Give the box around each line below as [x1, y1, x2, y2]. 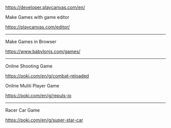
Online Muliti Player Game [5, 83, 60, 88]
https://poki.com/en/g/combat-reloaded [5, 73, 89, 79]
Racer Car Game [5, 107, 40, 113]
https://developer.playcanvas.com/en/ [5, 5, 85, 10]
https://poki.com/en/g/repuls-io [5, 92, 72, 99]
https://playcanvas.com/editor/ [5, 24, 70, 30]
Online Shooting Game [5, 63, 52, 69]
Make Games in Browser [5, 39, 57, 45]
